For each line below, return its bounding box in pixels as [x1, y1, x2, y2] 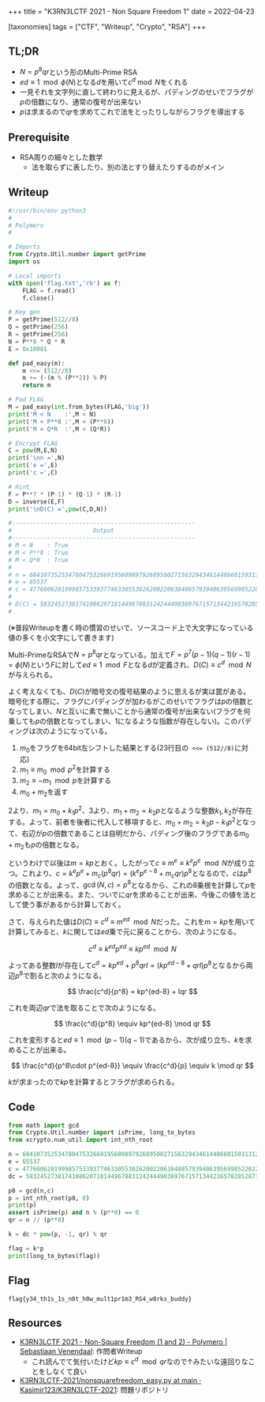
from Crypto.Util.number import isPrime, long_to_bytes [8, 1128, 196, 1137]
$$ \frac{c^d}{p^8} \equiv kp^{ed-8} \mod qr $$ [54, 1018, 211, 1028]
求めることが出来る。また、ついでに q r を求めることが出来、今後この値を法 [8, 890, 250, 900]
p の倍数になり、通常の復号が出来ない [19, 97, 142, 107]
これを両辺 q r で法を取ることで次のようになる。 [8, 1003, 160, 1012]
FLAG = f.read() [22, 286, 77, 295]
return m [22, 381, 51, 390]
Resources [8, 1316, 62, 1329]
